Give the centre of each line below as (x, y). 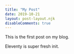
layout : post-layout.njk (30, 18)
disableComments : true (28, 23)
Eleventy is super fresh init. (32, 46)
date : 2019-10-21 (22, 14)
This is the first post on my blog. (37, 37)
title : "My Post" (22, 9)
